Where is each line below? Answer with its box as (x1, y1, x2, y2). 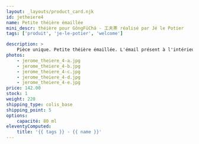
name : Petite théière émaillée (6, 19, 84, 25)
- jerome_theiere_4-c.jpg (17, 68, 81, 74)
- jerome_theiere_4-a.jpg (17, 57, 81, 64)
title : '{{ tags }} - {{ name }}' (17, 129, 102, 135)
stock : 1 (6, 91, 28, 97)
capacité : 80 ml (17, 118, 57, 124)
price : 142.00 (6, 85, 41, 91)
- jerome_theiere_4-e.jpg (17, 80, 81, 86)
